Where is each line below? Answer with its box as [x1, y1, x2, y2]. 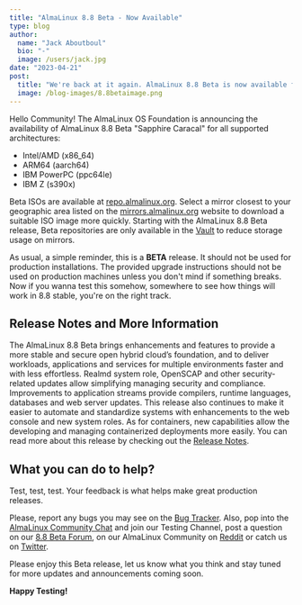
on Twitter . [9, 541, 49, 552]
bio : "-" [17, 47, 50, 56]
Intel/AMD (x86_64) [22, 149, 94, 160]
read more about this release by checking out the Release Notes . [9, 436, 250, 447]
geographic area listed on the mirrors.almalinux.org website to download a [9, 205, 285, 216]
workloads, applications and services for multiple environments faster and [9, 359, 284, 370]
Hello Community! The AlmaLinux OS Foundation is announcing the [9, 113, 259, 124]
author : [9, 30, 39, 39]
